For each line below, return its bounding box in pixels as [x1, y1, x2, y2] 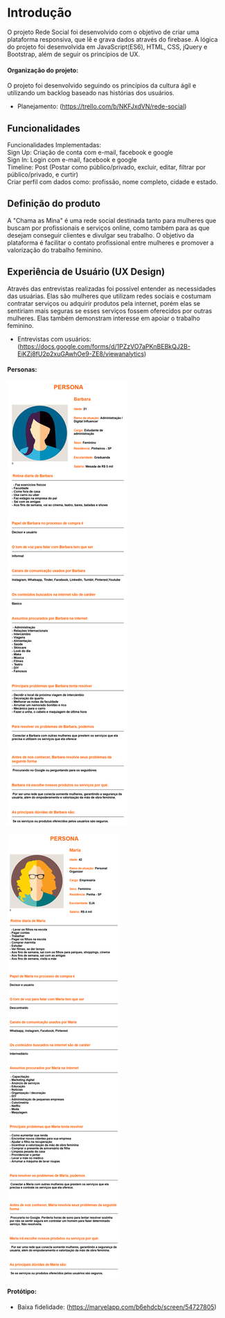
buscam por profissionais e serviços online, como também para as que [7, 224, 210, 232]
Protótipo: [7, 1287, 37, 1296]
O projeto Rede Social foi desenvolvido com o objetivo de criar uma [7, 28, 199, 36]
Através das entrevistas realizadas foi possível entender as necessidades [7, 284, 216, 293]
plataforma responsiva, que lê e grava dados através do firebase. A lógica [7, 35, 218, 43]
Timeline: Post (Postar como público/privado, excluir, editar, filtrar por [7, 163, 206, 171]
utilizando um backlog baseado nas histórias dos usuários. [7, 89, 174, 97]
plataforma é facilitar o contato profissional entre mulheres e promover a [7, 238, 215, 247]
